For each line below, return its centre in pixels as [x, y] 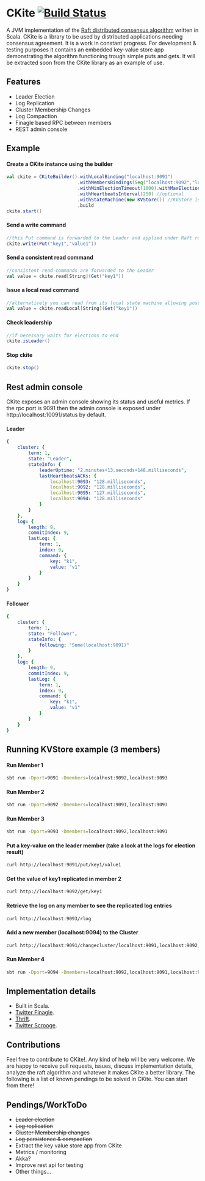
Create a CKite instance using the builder [59, 164]
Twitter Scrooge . [36, 1025]
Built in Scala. [32, 1006]
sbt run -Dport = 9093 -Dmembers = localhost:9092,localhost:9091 [87, 832]
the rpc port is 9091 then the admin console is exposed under [84, 408]
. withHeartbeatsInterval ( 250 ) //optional [131, 194]
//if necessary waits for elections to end [63, 336]
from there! [20, 1085]
